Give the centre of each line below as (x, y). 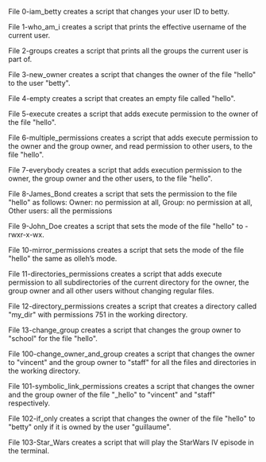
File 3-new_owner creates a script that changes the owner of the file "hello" (132, 74)
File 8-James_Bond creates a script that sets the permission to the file (123, 194)
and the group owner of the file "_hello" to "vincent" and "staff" (112, 394)
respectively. (29, 403)
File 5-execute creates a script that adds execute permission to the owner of (133, 114)
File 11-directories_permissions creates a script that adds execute (115, 274)
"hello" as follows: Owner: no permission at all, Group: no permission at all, (130, 202)
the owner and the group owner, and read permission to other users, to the (130, 146)
